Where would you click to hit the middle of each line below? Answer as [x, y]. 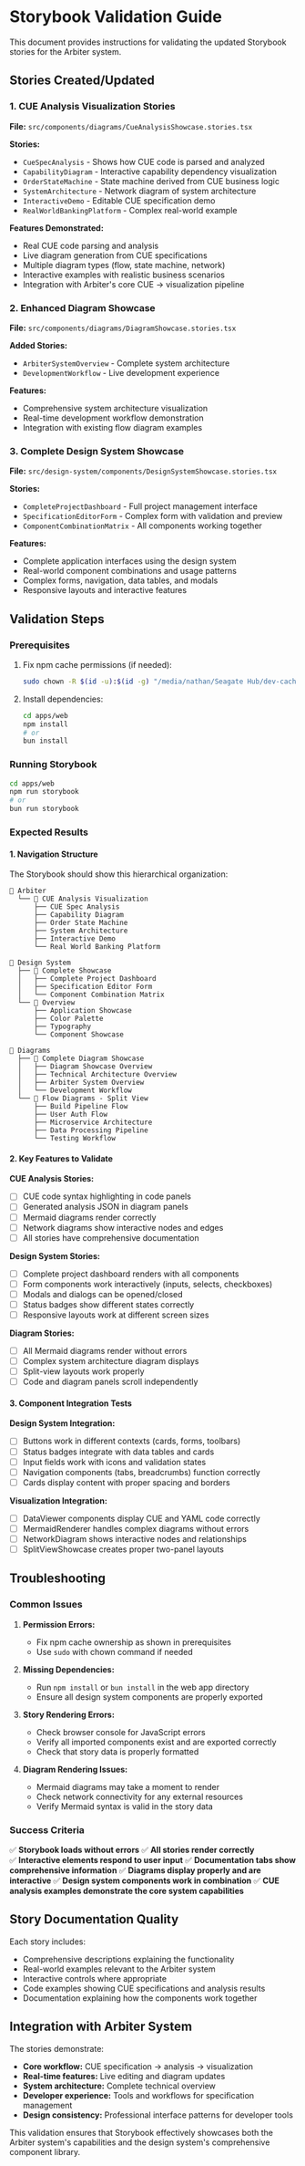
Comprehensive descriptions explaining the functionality [128, 1959]
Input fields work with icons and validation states [114, 1462]
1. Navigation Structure [54, 854]
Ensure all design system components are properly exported [150, 1697]
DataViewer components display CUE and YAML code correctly [142, 1518]
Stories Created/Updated [82, 81]
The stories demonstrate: [57, 2048]
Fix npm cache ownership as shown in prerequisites [134, 1642]
